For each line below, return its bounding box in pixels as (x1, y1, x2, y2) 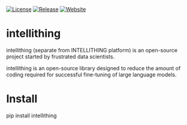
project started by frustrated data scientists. (6, 53, 115, 60)
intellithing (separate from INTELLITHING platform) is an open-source (6, 46, 178, 53)
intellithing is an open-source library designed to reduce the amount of (6, 64, 181, 72)
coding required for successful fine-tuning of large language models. (6, 71, 177, 78)
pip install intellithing (6, 112, 57, 119)
